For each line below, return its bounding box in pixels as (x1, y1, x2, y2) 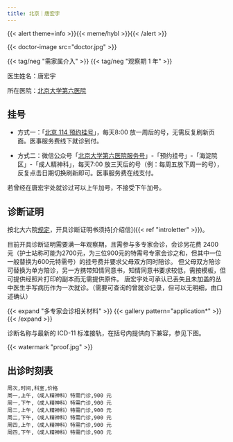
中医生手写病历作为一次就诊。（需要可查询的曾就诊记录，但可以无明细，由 (7, 283, 217, 292)
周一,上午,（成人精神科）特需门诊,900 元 (7, 392, 112, 399)
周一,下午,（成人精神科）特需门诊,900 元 (7, 400, 112, 407)
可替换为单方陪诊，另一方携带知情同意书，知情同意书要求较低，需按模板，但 (7, 266, 226, 274)
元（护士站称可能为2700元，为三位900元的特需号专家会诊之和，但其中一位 (7, 249, 222, 257)
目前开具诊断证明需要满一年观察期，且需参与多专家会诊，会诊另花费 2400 (7, 240, 218, 249)
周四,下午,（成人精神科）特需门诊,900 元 (7, 429, 112, 436)
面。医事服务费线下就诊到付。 (17, 136, 103, 145)
